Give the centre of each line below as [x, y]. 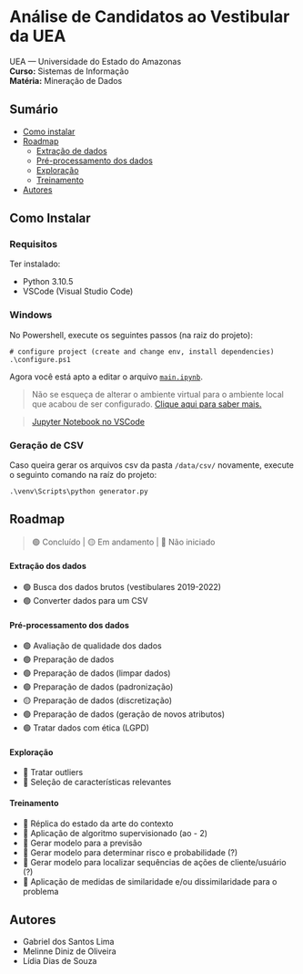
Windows [31, 315]
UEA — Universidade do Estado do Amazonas [96, 61]
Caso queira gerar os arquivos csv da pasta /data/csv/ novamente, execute [151, 465]
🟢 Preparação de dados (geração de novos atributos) [124, 714]
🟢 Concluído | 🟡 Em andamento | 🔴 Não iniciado [123, 542]
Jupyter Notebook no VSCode [88, 421]
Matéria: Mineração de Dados [66, 80]
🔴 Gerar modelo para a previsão [82, 843]
